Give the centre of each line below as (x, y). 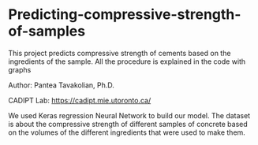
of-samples (47, 31)
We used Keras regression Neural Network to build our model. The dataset (129, 115)
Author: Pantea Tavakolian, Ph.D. (61, 85)
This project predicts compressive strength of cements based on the (120, 53)
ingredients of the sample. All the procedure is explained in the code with (127, 61)
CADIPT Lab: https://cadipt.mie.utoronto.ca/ (80, 100)
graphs (20, 69)
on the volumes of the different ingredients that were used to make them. (127, 132)
